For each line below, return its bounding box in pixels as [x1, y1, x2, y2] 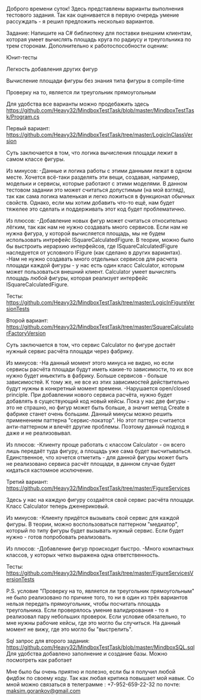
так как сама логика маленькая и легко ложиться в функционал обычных [6, 193, 195, 200]
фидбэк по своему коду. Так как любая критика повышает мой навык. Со [6, 675, 194, 681]
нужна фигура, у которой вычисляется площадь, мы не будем [6, 230, 166, 237]
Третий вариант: [6, 478, 48, 485]
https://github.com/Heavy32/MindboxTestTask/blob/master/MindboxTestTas [6, 107, 194, 113]
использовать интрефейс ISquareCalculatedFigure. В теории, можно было [6, 237, 194, 243]
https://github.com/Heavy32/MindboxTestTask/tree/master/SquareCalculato [6, 324, 194, 330]
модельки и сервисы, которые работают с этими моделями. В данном [6, 180, 187, 187]
